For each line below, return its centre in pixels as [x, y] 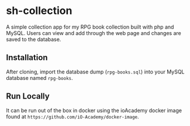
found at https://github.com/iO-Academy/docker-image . [72, 116]
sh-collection [39, 11]
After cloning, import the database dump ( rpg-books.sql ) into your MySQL [96, 72]
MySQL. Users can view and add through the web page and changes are [94, 33]
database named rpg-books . [39, 78]
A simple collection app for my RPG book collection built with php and [90, 27]
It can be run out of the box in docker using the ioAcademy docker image [94, 110]
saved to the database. [34, 39]
